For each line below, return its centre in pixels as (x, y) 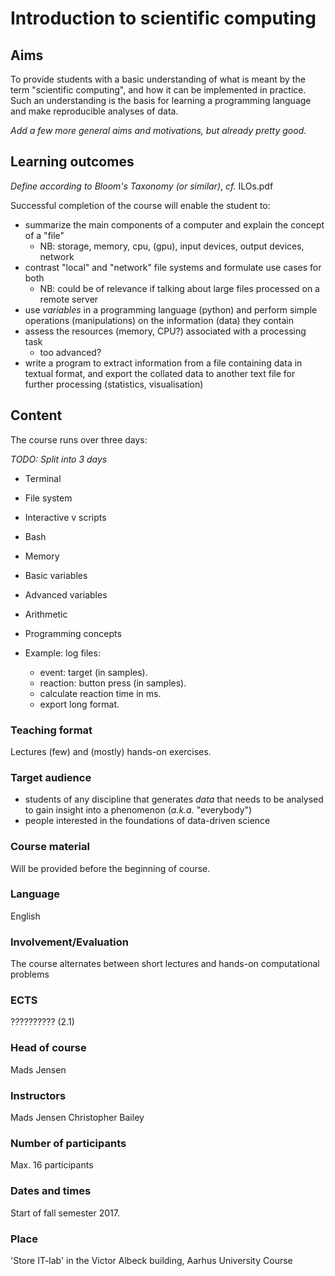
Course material (50, 847)
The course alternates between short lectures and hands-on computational (165, 964)
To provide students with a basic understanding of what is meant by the (158, 79)
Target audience (51, 777)
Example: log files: (62, 653)
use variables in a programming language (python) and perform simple (171, 309)
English (25, 916)
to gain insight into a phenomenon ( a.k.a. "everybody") (138, 810)
